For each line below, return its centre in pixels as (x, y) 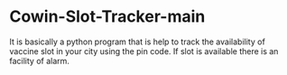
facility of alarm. (40, 61)
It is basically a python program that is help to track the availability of (138, 42)
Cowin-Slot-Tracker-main (107, 17)
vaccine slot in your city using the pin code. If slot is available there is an (144, 51)
